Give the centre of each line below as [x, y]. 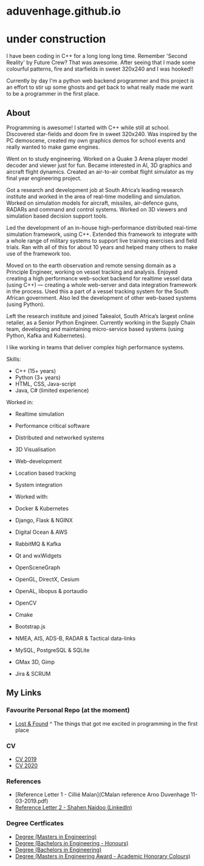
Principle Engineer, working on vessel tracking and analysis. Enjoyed [92, 272]
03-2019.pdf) [32, 801]
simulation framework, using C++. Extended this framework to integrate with [102, 234]
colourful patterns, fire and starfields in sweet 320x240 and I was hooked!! [100, 69]
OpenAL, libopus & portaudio [51, 591]
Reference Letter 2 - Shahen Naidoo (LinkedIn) [73, 807]
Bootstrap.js [30, 626]
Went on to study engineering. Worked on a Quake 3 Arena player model [97, 158]
